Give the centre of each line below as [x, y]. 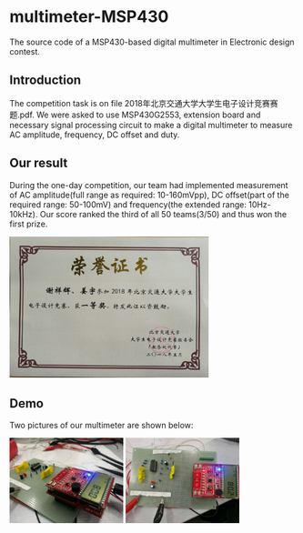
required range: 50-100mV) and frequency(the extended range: [128, 204]
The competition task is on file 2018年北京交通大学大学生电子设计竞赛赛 [144, 103]
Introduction [45, 80]
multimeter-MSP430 [89, 17]
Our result [39, 163]
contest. [25, 51]
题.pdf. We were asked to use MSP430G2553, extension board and [135, 115]
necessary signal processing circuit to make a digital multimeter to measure [151, 125]
